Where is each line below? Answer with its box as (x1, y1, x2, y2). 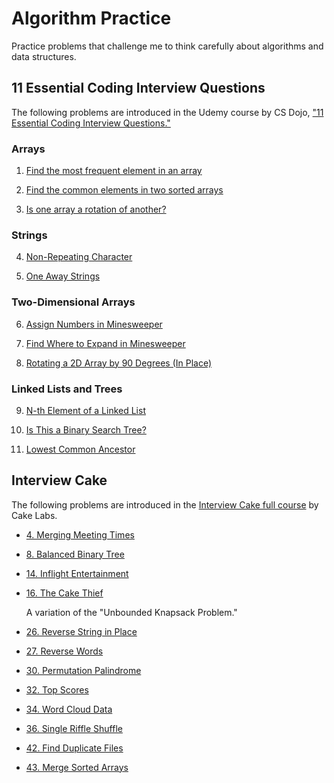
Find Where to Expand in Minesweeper (25, 337, 186, 349)
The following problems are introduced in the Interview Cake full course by (11, 498, 319, 511)
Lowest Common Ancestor (25, 443, 136, 455)
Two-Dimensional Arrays (11, 295, 136, 309)
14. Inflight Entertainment (25, 567, 129, 579)
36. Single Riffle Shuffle (25, 722, 123, 734)
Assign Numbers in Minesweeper (25, 318, 163, 330)
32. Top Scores (25, 683, 89, 696)
